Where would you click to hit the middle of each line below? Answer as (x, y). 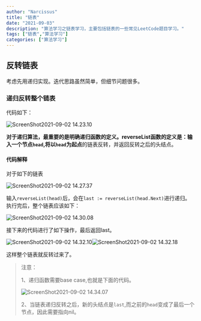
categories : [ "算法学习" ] (37, 40)
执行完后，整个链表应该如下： (43, 206)
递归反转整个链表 (31, 98)
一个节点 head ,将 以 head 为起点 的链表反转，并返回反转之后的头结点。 (94, 144)
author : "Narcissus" (32, 12)
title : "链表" (23, 17)
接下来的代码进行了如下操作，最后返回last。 (61, 230)
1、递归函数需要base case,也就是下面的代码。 (78, 280)
